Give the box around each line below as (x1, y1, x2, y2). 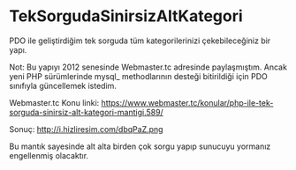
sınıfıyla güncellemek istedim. (9, 80, 118, 91)
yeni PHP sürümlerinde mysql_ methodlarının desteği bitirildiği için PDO (9, 70, 268, 81)
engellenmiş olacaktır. (9, 150, 89, 160)
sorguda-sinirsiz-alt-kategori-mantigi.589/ (9, 107, 163, 117)
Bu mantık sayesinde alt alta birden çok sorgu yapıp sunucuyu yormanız (9, 141, 271, 152)
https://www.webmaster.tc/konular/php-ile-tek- (101, 97, 274, 107)
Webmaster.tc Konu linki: (9, 97, 100, 107)
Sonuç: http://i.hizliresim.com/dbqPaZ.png (9, 123, 163, 134)
